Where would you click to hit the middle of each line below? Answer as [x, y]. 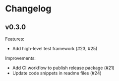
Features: [15, 39]
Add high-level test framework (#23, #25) [55, 48]
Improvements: [21, 58]
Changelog [28, 9]
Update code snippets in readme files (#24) [57, 73]
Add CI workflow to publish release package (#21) [63, 68]
